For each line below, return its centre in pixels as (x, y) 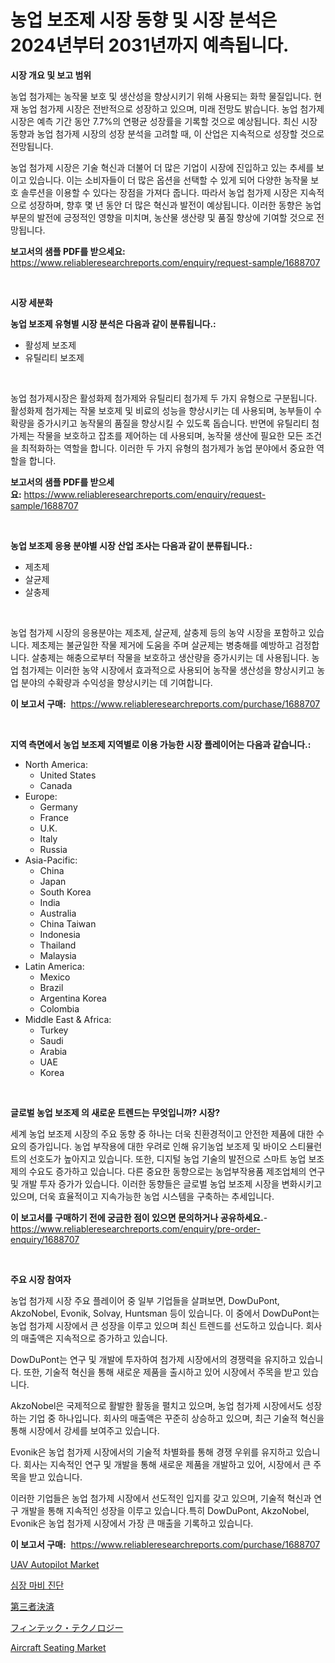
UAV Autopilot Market (55, 1564)
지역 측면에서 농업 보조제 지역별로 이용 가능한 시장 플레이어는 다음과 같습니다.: (161, 744)
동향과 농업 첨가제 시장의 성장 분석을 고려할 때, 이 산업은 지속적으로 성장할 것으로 (167, 133)
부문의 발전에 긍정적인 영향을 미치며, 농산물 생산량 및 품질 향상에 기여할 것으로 (162, 217)
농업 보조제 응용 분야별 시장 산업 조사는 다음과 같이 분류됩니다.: (131, 545)
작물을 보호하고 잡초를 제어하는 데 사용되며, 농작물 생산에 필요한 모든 (170, 435)
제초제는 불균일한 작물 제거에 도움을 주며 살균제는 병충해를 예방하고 (162, 645)
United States (68, 775)
